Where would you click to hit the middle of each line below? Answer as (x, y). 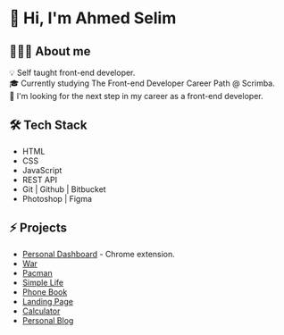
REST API (40, 180)
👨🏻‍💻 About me (50, 51)
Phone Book (45, 292)
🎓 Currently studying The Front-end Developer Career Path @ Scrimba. (142, 83)
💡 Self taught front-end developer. (72, 72)
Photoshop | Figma (57, 198)
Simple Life (43, 282)
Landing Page (48, 301)
